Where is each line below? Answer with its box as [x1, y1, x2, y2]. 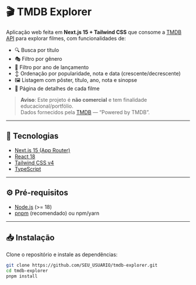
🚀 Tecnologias [6, 131, 59, 141]
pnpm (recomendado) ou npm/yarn [14, 210, 100, 217]
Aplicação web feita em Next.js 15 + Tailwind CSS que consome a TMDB [6, 28, 182, 36]
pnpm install [6, 273, 38, 279]
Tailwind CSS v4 [14, 159, 54, 166]
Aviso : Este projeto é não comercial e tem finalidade [20, 96, 148, 103]
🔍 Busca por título [14, 46, 60, 53]
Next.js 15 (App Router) [14, 146, 71, 153]
